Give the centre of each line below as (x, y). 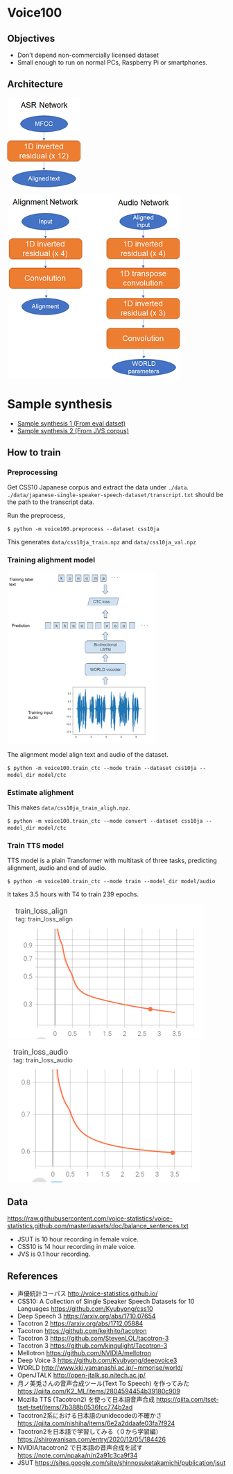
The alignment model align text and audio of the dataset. (88, 754)
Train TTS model (36, 845)
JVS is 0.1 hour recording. (54, 1254)
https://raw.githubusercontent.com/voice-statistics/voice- (90, 1218)
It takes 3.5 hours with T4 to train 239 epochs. (73, 894)
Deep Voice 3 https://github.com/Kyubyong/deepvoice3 (97, 1360)
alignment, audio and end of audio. (57, 868)
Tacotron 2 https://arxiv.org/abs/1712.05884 (80, 1323)
